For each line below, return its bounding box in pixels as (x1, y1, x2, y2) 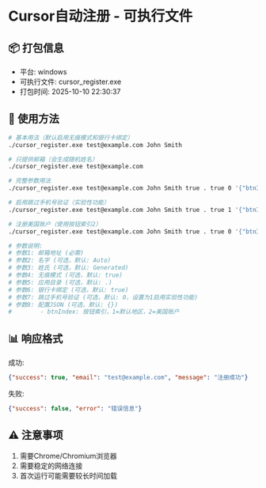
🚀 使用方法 (8, 112, 59, 126)
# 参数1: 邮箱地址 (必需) (8, 249, 85, 257)
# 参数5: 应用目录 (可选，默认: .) (8, 278, 112, 286)
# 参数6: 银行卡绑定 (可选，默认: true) (8, 286, 129, 293)
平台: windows (19, 67, 67, 76)
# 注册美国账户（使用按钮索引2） (8, 220, 101, 228)
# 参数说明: (8, 242, 44, 250)
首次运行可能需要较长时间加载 (19, 471, 117, 480)
